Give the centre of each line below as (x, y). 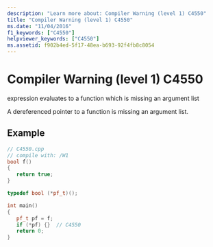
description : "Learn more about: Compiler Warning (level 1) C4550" (107, 13)
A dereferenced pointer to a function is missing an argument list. (98, 111)
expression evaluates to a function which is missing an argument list (103, 98)
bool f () (20, 162)
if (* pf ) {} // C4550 (48, 225)
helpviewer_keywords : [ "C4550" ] (53, 39)
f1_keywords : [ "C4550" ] (41, 33)
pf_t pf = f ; (35, 218)
